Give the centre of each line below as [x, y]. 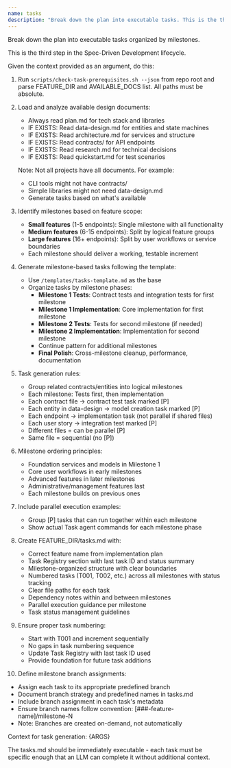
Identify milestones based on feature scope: [80, 211]
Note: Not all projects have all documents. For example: [96, 170]
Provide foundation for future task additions [89, 660]
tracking [40, 582]
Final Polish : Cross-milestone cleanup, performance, [113, 353]
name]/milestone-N [45, 716]
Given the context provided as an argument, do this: [81, 66]
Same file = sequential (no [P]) [71, 437]
